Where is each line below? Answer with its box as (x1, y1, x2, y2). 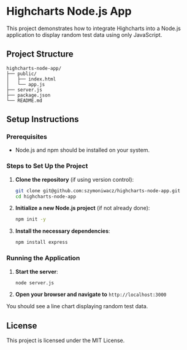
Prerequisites (6, 133, 47, 141)
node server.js (15, 279, 55, 286)
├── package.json (6, 92, 51, 98)
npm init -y (15, 216, 46, 222)
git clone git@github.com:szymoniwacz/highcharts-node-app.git (15, 187, 181, 194)
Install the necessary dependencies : (15, 227, 110, 235)
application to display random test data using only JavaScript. (6, 31, 162, 38)
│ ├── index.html (6, 76, 56, 82)
